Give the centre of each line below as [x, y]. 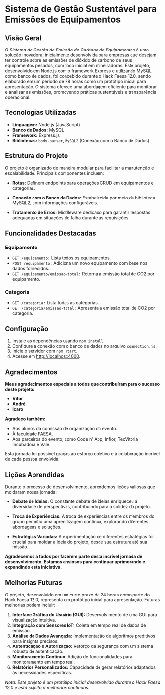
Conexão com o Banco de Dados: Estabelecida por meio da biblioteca [83, 198]
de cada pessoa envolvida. [33, 459]
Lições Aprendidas [34, 474]
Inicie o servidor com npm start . [45, 351]
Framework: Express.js [36, 135]
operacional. [18, 97]
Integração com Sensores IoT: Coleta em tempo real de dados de [79, 625]
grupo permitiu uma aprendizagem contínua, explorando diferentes [80, 522]
